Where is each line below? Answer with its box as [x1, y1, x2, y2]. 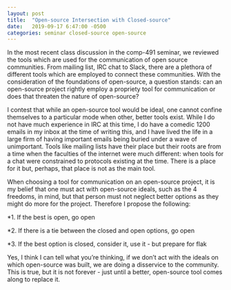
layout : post [7, 10, 45, 17]
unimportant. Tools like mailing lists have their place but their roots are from [7, 142, 222, 151]
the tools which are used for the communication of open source [7, 56, 188, 64]
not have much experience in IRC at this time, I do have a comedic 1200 [7, 120, 210, 128]
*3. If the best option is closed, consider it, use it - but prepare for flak [7, 240, 207, 249]
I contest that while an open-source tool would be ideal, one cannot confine [7, 106, 223, 114]
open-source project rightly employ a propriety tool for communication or [7, 85, 216, 93]
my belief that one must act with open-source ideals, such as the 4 [7, 185, 198, 193]
